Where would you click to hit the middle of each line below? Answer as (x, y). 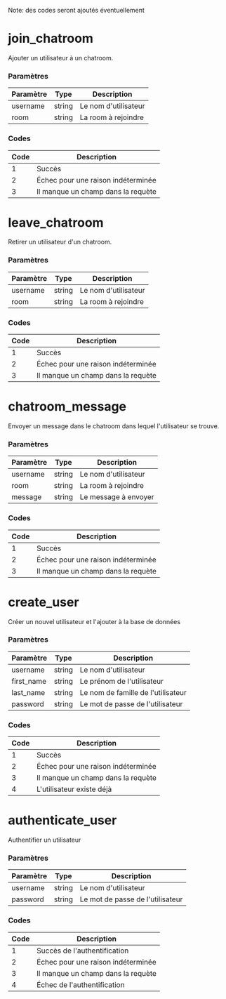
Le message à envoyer (117, 497)
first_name (29, 681)
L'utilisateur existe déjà (74, 789)
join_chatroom (51, 39)
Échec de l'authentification (81, 984)
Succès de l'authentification (83, 951)
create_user (44, 602)
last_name (28, 692)
